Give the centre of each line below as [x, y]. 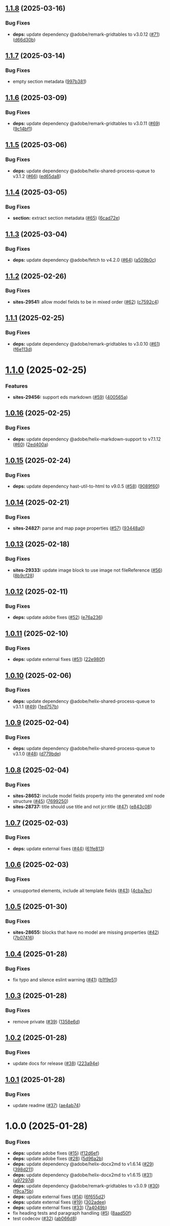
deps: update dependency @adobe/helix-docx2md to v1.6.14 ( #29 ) [83, 1164]
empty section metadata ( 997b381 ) [50, 82]
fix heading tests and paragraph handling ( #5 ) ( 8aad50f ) [72, 1213]
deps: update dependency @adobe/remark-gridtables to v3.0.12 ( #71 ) [86, 34]
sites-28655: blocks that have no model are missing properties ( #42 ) [86, 932]
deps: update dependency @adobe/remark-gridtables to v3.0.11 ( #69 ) [86, 124]
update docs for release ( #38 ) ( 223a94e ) [56, 1063]
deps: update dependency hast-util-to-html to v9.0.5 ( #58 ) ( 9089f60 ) [86, 486]
